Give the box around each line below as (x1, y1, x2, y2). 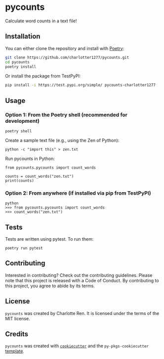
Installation (5, 32, 41, 41)
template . (5, 348, 25, 354)
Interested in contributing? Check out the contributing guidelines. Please (5, 272, 153, 278)
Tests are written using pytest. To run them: (5, 236, 94, 242)
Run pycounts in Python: (5, 155, 55, 161)
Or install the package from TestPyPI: (5, 73, 81, 79)
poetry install (5, 64, 37, 69)
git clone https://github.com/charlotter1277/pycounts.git (5, 55, 129, 60)
